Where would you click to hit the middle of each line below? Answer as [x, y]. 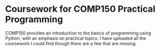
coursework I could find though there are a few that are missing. [71, 43]
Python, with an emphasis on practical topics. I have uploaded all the [76, 38]
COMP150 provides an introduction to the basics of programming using [78, 33]
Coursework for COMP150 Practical [80, 9]
